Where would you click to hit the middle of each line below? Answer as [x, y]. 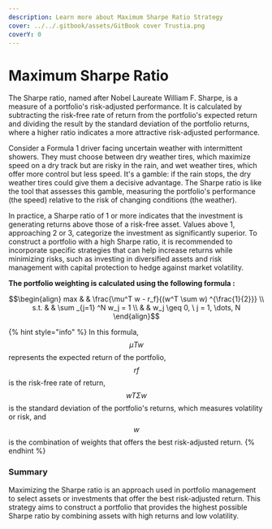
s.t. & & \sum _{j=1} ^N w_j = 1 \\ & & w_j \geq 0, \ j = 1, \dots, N [136, 308]
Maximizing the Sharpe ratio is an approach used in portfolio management [132, 490]
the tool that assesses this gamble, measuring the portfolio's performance [132, 192]
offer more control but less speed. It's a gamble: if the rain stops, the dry [130, 174]
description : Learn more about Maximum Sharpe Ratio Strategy [116, 17]
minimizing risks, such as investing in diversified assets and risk [115, 259]
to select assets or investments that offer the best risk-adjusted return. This [135, 498]
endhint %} [27, 451]
